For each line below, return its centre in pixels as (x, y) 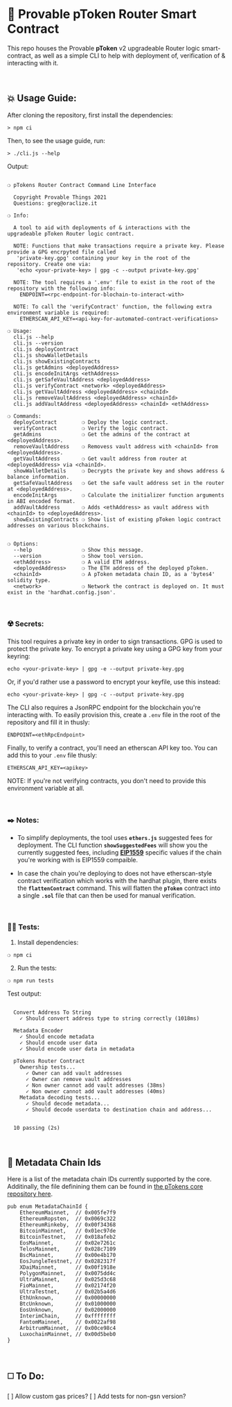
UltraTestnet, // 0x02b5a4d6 (68, 1292)
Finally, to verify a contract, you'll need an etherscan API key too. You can (113, 748)
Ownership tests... (48, 1067)
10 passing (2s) (37, 1128)
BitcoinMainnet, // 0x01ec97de (68, 1231)
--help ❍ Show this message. (79, 550)
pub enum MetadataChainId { (48, 1207)
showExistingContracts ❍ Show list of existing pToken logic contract (117, 519)
